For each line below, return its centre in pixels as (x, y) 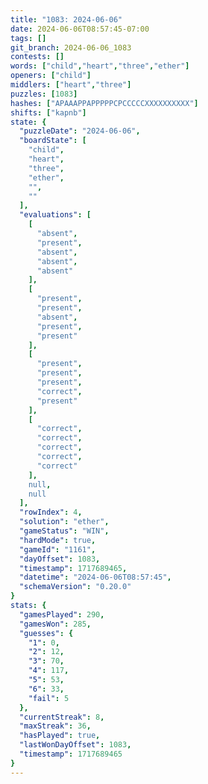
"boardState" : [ (53, 141)
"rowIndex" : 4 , (51, 512)
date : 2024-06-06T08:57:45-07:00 (80, 29)
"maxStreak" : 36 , (55, 726)
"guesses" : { (46, 633)
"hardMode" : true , (58, 540)
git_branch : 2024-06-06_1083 (71, 47)
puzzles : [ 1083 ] (44, 94)
